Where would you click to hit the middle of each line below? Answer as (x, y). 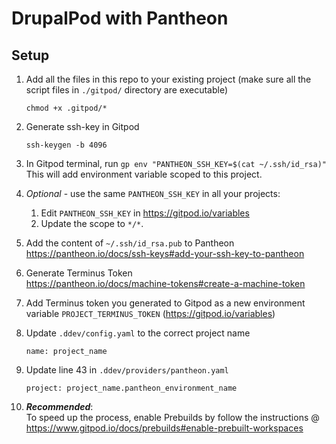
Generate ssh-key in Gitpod (82, 126)
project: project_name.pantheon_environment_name (131, 388)
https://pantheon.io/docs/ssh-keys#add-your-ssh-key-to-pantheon (165, 253)
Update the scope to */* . (92, 223)
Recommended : (59, 406)
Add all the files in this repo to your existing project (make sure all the (168, 79)
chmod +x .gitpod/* (66, 108)
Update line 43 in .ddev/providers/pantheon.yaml (127, 370)
